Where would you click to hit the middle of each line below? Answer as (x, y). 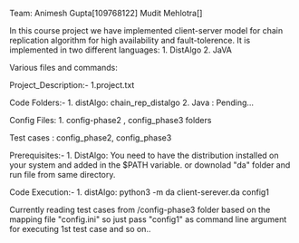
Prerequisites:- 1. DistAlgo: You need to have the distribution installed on (144, 155)
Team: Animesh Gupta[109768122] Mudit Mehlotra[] (106, 13)
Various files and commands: (63, 68)
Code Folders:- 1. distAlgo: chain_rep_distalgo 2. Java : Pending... (132, 102)
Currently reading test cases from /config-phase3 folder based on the (140, 209)
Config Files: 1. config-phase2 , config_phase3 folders (111, 120)
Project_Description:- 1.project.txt (72, 85)
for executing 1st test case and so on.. (80, 229)
